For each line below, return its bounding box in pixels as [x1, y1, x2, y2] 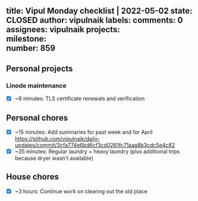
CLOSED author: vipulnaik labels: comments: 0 [6, 16, 183, 26]
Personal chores [6, 113, 68, 123]
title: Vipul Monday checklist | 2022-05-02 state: [6, 6, 193, 16]
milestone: [6, 34, 46, 44]
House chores [6, 172, 59, 182]
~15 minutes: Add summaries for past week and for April [14, 128, 153, 135]
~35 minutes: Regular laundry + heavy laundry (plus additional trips [14, 148, 180, 155]
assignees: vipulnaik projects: [6, 24, 120, 35]
